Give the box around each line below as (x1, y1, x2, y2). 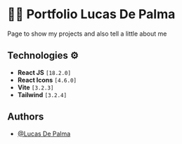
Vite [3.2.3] (17, 83, 54, 92)
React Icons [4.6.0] (17, 75, 77, 84)
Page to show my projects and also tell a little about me (7, 29, 167, 38)
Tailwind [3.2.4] (17, 90, 67, 99)
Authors (7, 111, 44, 123)
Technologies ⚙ (7, 50, 79, 62)
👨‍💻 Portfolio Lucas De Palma (7, 6, 176, 22)
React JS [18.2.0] (17, 68, 72, 76)
